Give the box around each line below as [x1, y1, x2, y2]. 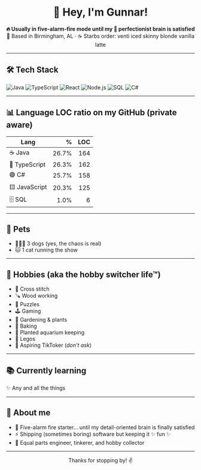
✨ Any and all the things [6, 384, 66, 391]
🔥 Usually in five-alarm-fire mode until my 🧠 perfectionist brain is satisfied [6, 25, 196, 32]
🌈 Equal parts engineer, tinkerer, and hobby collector [14, 439, 145, 446]
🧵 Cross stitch [14, 285, 50, 293]
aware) [6, 120, 33, 130]
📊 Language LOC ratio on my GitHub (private [6, 107, 178, 118]
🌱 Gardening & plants [14, 316, 68, 324]
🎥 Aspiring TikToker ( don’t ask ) [14, 342, 92, 349]
